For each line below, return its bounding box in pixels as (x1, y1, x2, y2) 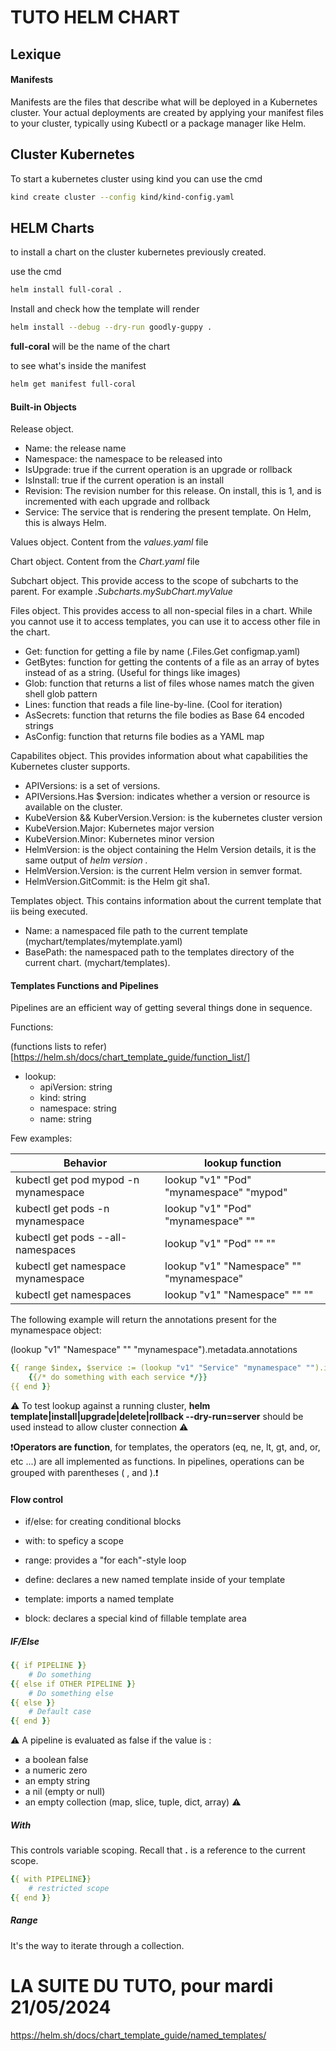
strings (24, 720, 54, 732)
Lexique (10, 46, 62, 63)
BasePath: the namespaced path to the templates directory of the (24, 946, 295, 958)
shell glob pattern (24, 688, 98, 700)
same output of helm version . (24, 854, 148, 866)
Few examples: (10, 1132, 73, 1145)
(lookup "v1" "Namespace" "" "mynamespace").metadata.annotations (10, 1344, 298, 1356)
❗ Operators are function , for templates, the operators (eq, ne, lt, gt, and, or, (10, 1441, 321, 1453)
